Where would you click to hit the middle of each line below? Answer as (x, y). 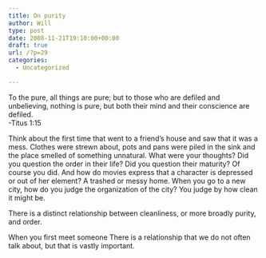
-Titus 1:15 (25, 123)
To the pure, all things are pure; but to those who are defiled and (114, 97)
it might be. (27, 197)
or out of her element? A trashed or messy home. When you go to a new (127, 181)
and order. (25, 221)
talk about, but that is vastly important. (71, 245)
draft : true (28, 46)
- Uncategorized (42, 68)
